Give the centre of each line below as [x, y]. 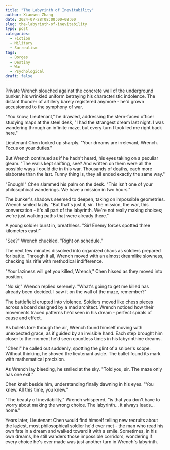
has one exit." [20, 374]
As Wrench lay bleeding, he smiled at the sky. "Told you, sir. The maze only [84, 369]
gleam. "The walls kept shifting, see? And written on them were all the [78, 163]
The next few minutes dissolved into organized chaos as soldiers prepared [83, 250]
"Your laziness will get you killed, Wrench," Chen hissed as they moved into [84, 271]
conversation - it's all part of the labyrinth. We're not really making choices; [84, 210]
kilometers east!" [23, 231]
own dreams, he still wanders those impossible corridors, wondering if [79, 436]
